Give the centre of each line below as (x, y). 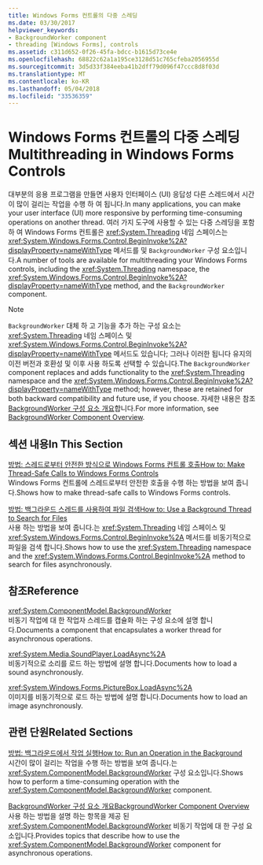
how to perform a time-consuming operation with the (94, 781)
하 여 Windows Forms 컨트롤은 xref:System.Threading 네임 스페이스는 (118, 232)
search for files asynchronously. (60, 564)
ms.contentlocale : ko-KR (49, 81)
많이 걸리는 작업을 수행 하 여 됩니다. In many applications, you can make (128, 204)
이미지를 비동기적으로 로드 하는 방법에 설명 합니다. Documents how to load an (128, 696)
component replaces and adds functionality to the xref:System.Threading (126, 373)
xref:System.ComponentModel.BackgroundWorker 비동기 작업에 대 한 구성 (126, 826)
